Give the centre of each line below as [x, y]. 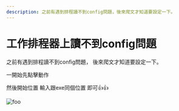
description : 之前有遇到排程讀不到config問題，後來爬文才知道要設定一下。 [91, 12]
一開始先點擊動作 [28, 75]
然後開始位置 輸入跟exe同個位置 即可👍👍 [58, 87]
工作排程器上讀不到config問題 [81, 44]
